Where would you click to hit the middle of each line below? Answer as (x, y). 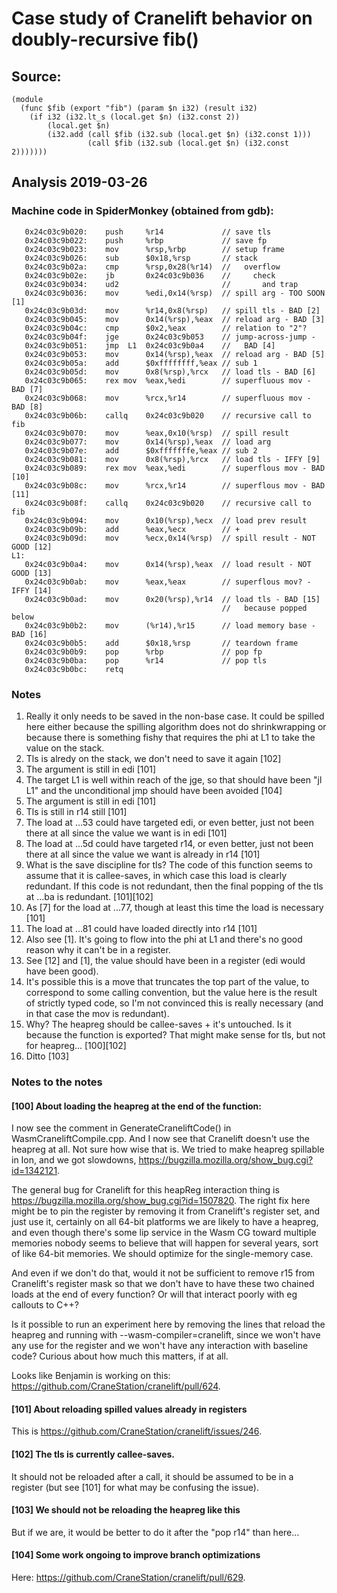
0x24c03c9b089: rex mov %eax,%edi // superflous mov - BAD (175, 468)
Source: (36, 76)
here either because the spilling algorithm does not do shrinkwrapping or (176, 726)
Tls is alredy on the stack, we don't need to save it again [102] (153, 758)
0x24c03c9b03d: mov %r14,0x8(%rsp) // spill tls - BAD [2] (172, 310)
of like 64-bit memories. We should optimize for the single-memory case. (162, 1254)
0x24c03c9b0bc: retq (74, 669)
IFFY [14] (32, 590)
